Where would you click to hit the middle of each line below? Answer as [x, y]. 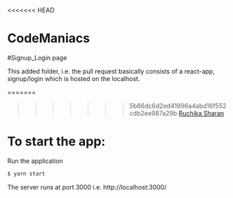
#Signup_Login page [37, 57]
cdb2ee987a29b [153, 113]
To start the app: [56, 142]
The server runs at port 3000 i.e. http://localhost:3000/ [87, 187]
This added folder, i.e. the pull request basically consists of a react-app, [111, 71]
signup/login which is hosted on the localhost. [74, 78]
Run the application [35, 161]
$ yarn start [26, 174]
